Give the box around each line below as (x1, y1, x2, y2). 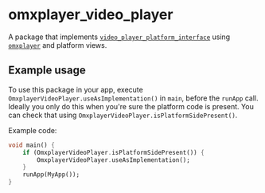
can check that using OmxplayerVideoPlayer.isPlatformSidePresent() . (8, 110, 238, 120)
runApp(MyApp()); (22, 171, 80, 179)
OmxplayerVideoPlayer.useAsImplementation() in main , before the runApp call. (8, 93, 259, 103)
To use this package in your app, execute (8, 85, 143, 94)
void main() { (8, 141, 56, 149)
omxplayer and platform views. (8, 40, 107, 49)
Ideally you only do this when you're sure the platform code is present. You (8, 101, 255, 111)
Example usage (8, 64, 86, 77)
